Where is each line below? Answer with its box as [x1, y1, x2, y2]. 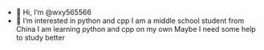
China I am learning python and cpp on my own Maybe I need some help [15, 25, 257, 33]
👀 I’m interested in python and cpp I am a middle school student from [15, 16, 245, 25]
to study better [15, 33, 66, 42]
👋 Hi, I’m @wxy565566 [15, 8, 92, 17]
